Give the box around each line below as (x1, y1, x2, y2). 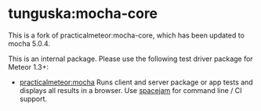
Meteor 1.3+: (8, 62, 49, 71)
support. (19, 94, 48, 103)
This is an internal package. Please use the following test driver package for (8, 54, 253, 63)
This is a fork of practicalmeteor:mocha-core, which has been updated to (8, 30, 245, 40)
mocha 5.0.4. (8, 38, 51, 48)
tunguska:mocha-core (8, 5, 158, 23)
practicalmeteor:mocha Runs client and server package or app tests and (19, 77, 253, 87)
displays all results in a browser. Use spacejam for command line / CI (19, 85, 242, 95)
